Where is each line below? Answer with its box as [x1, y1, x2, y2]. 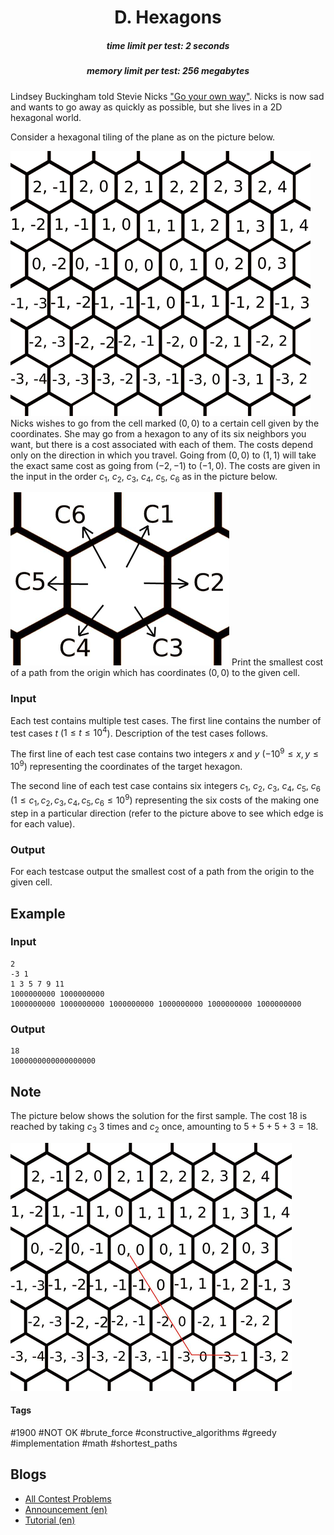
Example [10, 905, 66, 922]
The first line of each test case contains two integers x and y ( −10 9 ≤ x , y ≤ [10, 746, 319, 760]
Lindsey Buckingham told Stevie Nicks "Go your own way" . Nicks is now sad [10, 90, 325, 102]
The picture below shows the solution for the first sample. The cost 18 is [10, 1109, 308, 1121]
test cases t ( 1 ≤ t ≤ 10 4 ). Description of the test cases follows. [10, 725, 269, 739]
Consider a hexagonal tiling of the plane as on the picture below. [10, 131, 276, 143]
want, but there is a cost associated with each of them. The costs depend [10, 438, 313, 450]
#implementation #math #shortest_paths [10, 1437, 178, 1449]
